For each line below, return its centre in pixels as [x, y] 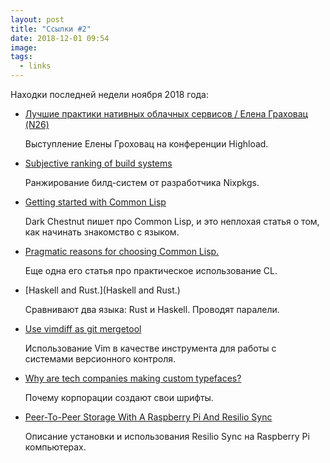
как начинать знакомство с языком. [102, 232]
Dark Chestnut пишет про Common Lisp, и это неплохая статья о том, [172, 221]
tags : [21, 57]
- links [35, 66]
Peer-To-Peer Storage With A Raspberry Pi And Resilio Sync [148, 417]
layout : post [37, 19]
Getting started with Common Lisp [95, 202]
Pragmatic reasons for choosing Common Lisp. [122, 251]
